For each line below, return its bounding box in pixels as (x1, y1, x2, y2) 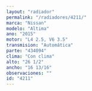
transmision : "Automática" (6, 43, 73, 48)
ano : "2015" (6, 31, 36, 37)
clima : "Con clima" (6, 53, 55, 59)
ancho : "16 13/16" (6, 64, 52, 71)
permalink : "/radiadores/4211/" (6, 14, 87, 20)
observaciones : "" (6, 70, 52, 76)
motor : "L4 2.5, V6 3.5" (6, 37, 68, 43)
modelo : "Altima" (6, 25, 50, 32)
